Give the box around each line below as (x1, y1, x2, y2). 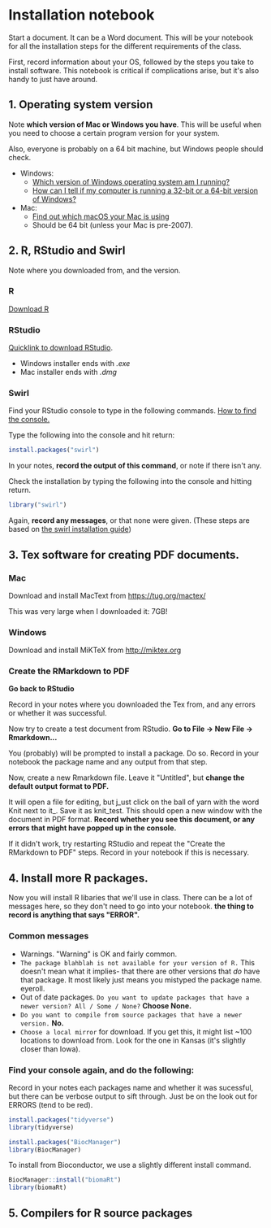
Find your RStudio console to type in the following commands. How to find (8, 406, 257, 416)
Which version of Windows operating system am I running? (32, 176, 230, 186)
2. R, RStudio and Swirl (8, 244, 126, 258)
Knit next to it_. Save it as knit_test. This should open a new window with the (8, 806, 263, 816)
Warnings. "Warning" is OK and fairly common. (19, 949, 178, 959)
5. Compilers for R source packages (8, 1206, 193, 1220)
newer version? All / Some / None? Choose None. (19, 1000, 192, 1010)
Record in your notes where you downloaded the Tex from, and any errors (8, 699, 256, 709)
